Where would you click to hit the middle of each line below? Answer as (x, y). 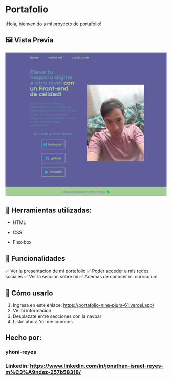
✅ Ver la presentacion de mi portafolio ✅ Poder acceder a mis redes (77, 271)
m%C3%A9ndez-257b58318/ (43, 372)
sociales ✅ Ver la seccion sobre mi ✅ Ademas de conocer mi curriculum (81, 277)
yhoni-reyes (21, 352)
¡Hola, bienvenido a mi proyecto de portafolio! (53, 24)
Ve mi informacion (32, 311)
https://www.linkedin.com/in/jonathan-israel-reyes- (97, 366)
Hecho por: (24, 338)
